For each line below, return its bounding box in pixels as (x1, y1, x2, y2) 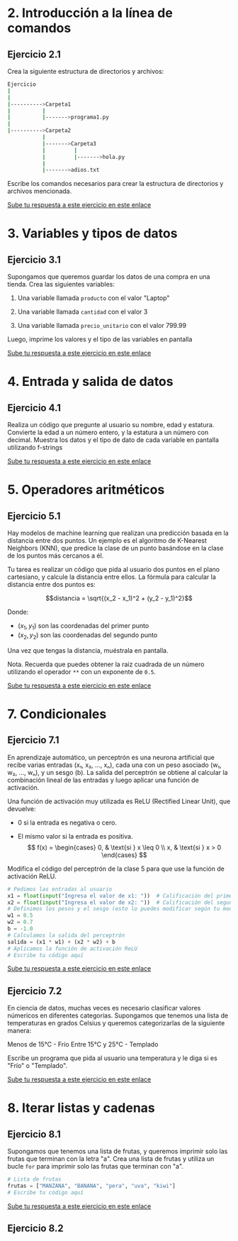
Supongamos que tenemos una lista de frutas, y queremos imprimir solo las (7, 1147, 228, 1156)
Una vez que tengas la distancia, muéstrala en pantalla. (7, 646, 169, 654)
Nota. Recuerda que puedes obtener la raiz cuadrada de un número (7, 660, 205, 668)
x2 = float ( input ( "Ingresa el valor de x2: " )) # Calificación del (7, 899, 214, 906)
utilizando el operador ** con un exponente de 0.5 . (7, 667, 156, 675)
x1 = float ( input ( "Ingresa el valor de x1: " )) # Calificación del (7, 892, 214, 899)
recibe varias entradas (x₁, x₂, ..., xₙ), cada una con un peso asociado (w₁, (7, 761, 222, 769)
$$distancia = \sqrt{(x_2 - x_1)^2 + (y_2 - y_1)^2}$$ (45, 594, 193, 602)
